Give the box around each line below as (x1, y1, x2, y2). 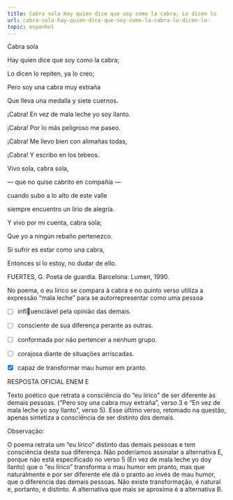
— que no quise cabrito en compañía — (7, 178, 121, 186)
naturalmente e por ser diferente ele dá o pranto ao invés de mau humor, (7, 470, 216, 478)
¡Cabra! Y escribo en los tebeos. (7, 151, 100, 159)
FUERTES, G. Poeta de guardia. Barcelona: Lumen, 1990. (7, 273, 170, 281)
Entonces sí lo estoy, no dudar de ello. (7, 259, 117, 268)
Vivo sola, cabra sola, (7, 164, 69, 173)
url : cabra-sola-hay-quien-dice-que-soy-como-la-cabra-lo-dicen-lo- (7, 17, 211, 24)
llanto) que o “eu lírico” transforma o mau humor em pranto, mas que (7, 462, 205, 471)
